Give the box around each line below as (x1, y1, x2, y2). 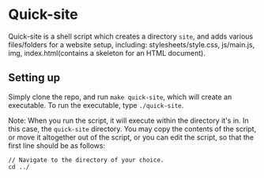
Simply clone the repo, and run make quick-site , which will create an (8, 92, 232, 102)
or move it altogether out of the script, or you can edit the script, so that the (8, 132, 255, 142)
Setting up (8, 71, 61, 84)
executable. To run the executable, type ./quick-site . (8, 100, 184, 109)
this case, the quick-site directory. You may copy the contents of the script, (8, 124, 257, 133)
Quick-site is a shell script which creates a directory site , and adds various (8, 32, 254, 41)
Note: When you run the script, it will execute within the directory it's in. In (8, 116, 249, 125)
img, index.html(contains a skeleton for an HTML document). (8, 48, 206, 57)
